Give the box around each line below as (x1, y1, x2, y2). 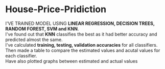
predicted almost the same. (5, 37, 63, 43)
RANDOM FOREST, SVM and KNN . (5, 25, 79, 31)
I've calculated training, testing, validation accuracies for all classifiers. (5, 42, 158, 48)
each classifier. (5, 52, 37, 59)
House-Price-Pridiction (5, 4, 106, 15)
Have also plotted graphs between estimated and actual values (5, 58, 138, 64)
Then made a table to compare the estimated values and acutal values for (5, 47, 160, 53)
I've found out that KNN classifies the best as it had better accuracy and (5, 31, 157, 37)
